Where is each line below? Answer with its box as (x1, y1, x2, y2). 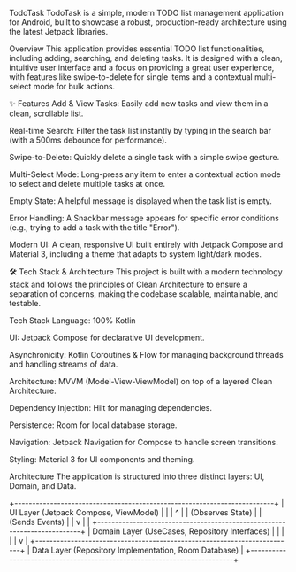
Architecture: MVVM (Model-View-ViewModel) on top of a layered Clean (9, 376, 273, 386)
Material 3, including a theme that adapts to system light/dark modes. (9, 249, 262, 259)
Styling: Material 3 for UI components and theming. (9, 454, 195, 464)
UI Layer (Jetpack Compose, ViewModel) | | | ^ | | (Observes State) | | (9, 507, 262, 517)
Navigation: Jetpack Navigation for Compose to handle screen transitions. (9, 437, 278, 447)
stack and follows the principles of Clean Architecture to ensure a (9, 279, 247, 290)
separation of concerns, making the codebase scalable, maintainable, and (9, 289, 278, 299)
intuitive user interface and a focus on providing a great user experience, (9, 62, 275, 73)
